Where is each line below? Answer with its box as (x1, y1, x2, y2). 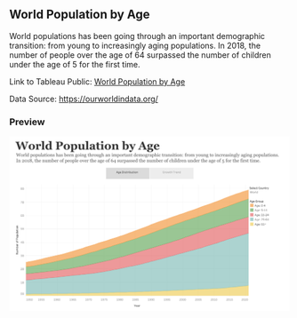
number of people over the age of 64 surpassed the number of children (9, 49, 271, 60)
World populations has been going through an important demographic (9, 30, 265, 41)
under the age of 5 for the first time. (9, 59, 140, 69)
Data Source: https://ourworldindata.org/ (9, 93, 158, 104)
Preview (9, 115, 45, 128)
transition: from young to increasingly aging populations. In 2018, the (9, 40, 261, 51)
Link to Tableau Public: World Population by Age (9, 76, 186, 87)
